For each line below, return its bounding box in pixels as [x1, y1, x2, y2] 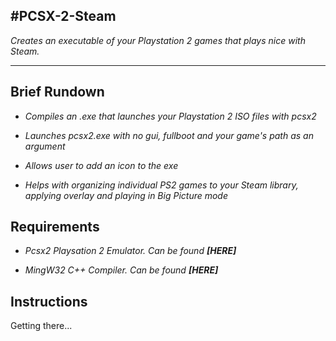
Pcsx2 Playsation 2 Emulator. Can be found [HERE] [24, 245, 237, 257]
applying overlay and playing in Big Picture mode [24, 189, 229, 201]
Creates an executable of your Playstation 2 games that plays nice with [10, 34, 306, 46]
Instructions [10, 293, 88, 310]
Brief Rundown [10, 84, 105, 101]
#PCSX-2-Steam [10, 8, 117, 25]
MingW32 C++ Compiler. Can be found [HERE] [24, 264, 219, 276]
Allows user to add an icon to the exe [24, 159, 179, 171]
